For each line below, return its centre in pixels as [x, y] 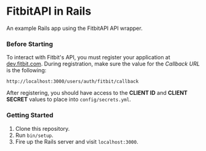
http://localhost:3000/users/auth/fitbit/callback [73, 82]
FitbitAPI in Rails [49, 11]
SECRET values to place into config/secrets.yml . [69, 100]
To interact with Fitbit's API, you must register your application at [88, 57]
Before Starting [30, 44]
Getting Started [30, 116]
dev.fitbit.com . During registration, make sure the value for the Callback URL [103, 64]
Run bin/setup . [34, 135]
